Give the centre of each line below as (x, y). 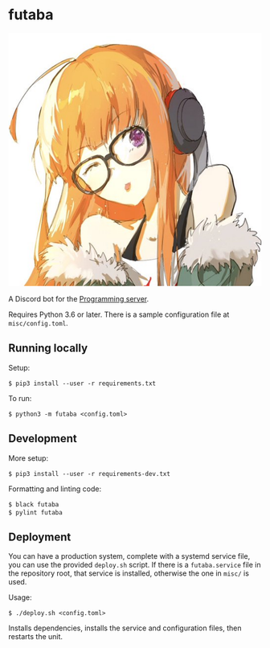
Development (43, 439)
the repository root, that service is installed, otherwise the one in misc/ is (129, 573)
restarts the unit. (35, 637)
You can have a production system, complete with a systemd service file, (129, 556)
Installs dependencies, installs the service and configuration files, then (125, 628)
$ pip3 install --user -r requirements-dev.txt (90, 474)
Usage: (20, 597)
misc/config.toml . (38, 322)
